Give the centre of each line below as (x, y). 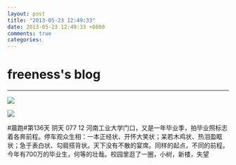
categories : (25, 40)
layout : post (26, 14)
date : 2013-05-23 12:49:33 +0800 (56, 27)
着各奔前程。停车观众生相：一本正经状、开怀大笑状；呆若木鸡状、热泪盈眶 (115, 137)
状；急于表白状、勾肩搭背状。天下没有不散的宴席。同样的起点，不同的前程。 (118, 145)
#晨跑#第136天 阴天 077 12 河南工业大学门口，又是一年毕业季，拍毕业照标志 (118, 128)
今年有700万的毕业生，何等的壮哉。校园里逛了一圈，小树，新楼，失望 (108, 154)
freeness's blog (54, 75)
